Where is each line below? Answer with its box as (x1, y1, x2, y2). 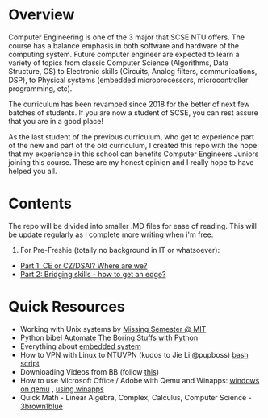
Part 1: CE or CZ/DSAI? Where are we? (19, 260, 148, 271)
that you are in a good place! (8, 116, 103, 126)
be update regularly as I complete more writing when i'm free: (8, 230, 214, 239)
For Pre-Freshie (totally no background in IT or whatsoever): (19, 245, 220, 255)
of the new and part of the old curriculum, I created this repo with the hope (8, 140, 258, 150)
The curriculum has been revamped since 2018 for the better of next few (8, 99, 250, 109)
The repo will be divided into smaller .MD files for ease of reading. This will (8, 221, 257, 230)
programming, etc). (8, 83, 73, 93)
